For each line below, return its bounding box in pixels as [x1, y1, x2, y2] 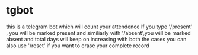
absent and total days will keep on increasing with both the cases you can [6, 35, 187, 43]
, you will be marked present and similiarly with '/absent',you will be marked [6, 29, 191, 36]
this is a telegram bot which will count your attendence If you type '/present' [6, 23, 193, 30]
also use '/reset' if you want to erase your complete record [6, 42, 149, 49]
